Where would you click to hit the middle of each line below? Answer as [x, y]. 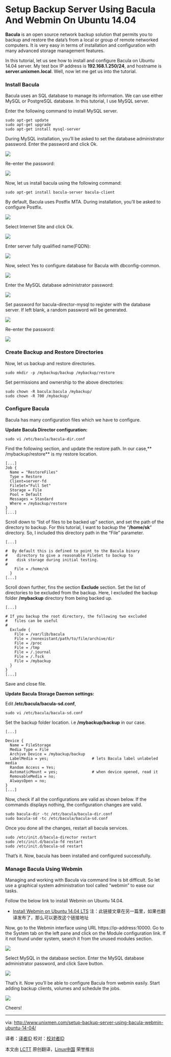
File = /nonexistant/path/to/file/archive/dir [65, 639]
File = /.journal [33, 652]
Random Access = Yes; [33, 767]
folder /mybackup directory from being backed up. [59, 598]
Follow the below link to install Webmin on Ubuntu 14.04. [64, 901]
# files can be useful [32, 621]
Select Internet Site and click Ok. [39, 227]
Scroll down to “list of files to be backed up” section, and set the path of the [85, 522]
